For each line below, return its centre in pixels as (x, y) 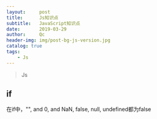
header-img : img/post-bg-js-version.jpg (59, 40)
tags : (13, 52)
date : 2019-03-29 (37, 29)
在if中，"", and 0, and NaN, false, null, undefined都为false (79, 109)
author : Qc (26, 35)
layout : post (28, 12)
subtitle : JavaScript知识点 (43, 23)
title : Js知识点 (32, 18)
